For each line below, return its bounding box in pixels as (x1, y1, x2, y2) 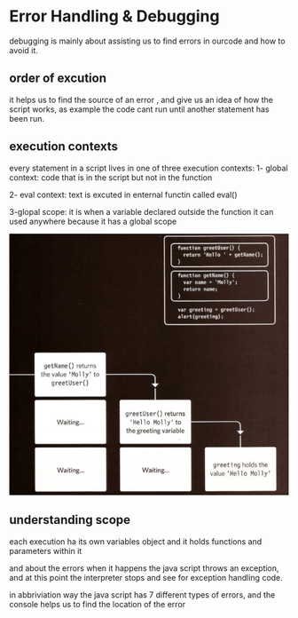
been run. (9, 113, 44, 123)
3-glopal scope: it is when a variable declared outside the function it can (9, 206, 274, 217)
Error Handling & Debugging (9, 6, 220, 27)
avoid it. (9, 44, 38, 55)
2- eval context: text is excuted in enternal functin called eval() (9, 189, 238, 200)
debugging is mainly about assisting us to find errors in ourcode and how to (9, 36, 286, 46)
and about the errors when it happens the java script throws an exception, (9, 562, 279, 574)
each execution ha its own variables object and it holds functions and (9, 535, 263, 547)
